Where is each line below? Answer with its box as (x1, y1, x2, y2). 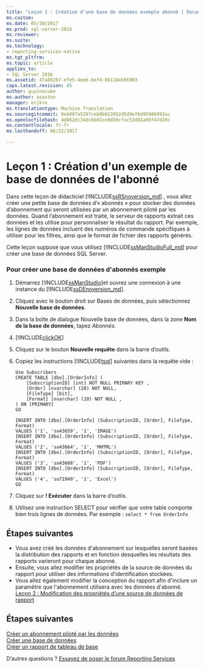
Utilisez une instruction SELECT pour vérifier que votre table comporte (15, 504, 193, 511)
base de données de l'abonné (6, 173, 160, 187)
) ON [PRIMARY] (15, 401, 54, 408)
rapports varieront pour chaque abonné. (15, 558, 117, 565)
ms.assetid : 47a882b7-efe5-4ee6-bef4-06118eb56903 (6, 77, 138, 83)
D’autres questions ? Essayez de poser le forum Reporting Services (6, 655, 176, 662)
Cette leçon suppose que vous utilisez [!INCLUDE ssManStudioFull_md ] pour (6, 243, 198, 251)
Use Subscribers (15, 370, 57, 376)
